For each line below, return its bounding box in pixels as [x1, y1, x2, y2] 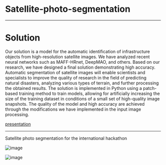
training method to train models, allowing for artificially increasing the [19, 90, 160, 96]
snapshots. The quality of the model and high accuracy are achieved [5, 101, 145, 107]
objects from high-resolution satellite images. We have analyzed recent [5, 53, 150, 60]
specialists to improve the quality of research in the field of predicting [5, 75, 147, 81]
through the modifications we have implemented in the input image [5, 106, 141, 112]
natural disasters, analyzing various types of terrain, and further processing [5, 80, 159, 86]
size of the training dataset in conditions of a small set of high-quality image [5, 95, 160, 102]
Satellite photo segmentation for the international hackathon [5, 135, 127, 141]
